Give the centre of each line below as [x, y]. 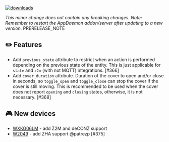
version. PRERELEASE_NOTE [35, 28]
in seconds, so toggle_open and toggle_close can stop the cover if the [85, 81]
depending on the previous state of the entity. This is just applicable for [87, 65]
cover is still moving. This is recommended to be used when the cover [85, 86]
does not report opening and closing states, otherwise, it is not [77, 91]
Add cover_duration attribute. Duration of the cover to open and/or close [88, 75]
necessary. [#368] [32, 97]
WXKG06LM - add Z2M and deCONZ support [60, 128]
